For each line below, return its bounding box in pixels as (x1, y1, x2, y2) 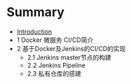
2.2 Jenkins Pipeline (27, 61, 86, 69)
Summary (6, 4, 64, 20)
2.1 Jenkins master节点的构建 (27, 53, 112, 62)
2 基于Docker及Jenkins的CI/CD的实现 (16, 44, 127, 52)
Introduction (16, 27, 52, 36)
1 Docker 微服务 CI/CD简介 (16, 36, 94, 44)
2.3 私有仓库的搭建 (27, 69, 82, 78)
